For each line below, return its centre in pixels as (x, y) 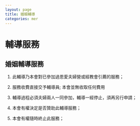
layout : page (18, 10)
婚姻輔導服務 (24, 64)
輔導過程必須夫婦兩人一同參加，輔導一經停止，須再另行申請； (74, 98)
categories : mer (22, 19)
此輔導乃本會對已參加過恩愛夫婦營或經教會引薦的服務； (68, 77)
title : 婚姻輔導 (20, 14)
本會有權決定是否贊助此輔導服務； (47, 108)
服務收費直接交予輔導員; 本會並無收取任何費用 (58, 87)
